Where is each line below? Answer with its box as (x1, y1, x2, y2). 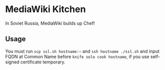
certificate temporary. (20, 59, 65, 65)
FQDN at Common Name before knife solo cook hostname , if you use (5, 53, 149, 59)
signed (5, 59, 20, 65)
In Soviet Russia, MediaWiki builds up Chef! (5, 20, 95, 26)
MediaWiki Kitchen (5, 4, 86, 15)
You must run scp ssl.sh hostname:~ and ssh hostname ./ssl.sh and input (5, 48, 160, 54)
